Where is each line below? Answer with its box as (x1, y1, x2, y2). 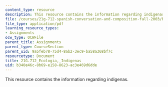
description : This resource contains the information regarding (5, 12, 142, 17)
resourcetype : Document (5, 53, 55, 59)
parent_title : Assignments (5, 40, 61, 45)
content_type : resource (5, 7, 55, 12)
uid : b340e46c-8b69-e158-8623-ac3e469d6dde (5, 63, 97, 68)
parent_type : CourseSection (5, 44, 64, 49)
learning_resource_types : (5, 26, 59, 31)
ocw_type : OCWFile (5, 35, 43, 40)
